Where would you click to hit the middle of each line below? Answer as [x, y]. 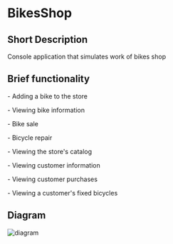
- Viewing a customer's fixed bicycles [63, 193]
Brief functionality [49, 79]
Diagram [27, 215]
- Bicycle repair [30, 138]
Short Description [48, 40]
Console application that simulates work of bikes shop [86, 56]
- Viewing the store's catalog [50, 151]
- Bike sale [23, 123]
